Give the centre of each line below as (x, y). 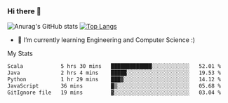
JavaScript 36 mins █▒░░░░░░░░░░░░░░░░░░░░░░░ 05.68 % (114, 86)
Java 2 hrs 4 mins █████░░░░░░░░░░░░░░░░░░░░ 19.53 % (114, 73)
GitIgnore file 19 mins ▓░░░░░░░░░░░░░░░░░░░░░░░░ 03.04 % (114, 92)
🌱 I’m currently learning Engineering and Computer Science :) (106, 40)
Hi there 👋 (25, 11)
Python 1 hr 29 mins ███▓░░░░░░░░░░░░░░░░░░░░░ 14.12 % (114, 80)
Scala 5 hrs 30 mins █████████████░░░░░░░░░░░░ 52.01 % (114, 67)
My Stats (20, 54)
